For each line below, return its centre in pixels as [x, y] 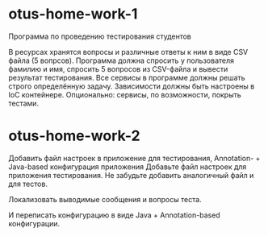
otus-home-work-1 [73, 14]
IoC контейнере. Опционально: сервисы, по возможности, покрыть [125, 94]
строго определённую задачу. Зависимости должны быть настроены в [132, 86]
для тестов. [28, 184]
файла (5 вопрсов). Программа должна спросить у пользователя [121, 60]
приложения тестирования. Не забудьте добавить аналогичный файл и [131, 175]
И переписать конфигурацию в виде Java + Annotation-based [114, 215]
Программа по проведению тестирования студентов [100, 36]
